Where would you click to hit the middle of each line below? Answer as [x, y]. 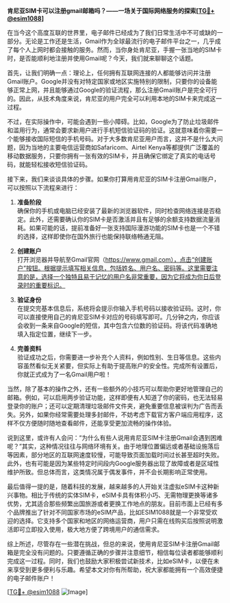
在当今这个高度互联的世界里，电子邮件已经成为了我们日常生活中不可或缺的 [112, 33]
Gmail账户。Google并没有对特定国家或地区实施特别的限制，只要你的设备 [109, 81]
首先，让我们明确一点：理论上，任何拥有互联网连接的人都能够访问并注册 [109, 73]
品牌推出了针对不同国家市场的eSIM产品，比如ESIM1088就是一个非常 [109, 512]
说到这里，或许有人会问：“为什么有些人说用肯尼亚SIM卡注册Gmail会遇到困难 [115, 438]
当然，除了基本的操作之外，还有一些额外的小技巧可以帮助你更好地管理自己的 [115, 389]
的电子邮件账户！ [31, 578]
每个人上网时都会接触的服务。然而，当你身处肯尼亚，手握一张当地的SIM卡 [117, 50]
